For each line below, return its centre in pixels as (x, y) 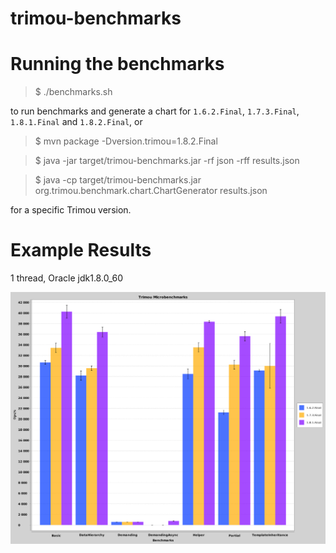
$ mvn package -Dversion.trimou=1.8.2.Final (126, 141)
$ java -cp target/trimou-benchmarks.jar (118, 180)
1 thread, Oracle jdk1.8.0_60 (67, 278)
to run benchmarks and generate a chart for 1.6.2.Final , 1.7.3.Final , (155, 111)
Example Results (81, 250)
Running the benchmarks (117, 64)
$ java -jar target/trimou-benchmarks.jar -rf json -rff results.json (167, 161)
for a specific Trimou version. (71, 210)
